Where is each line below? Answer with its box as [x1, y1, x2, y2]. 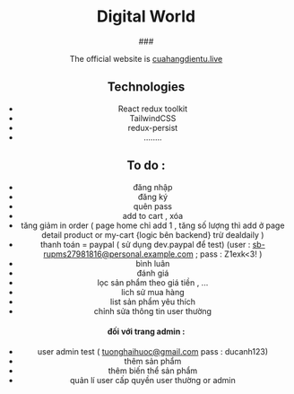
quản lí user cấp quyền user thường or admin [70, 374, 236, 385]
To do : [126, 158, 166, 173]
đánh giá [136, 267, 169, 278]
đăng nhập [133, 181, 173, 192]
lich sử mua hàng [120, 286, 186, 297]
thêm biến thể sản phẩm [108, 365, 198, 376]
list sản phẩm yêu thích [110, 296, 195, 307]
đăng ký [137, 191, 169, 202]
